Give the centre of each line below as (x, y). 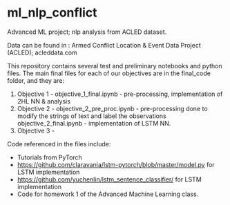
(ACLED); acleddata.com (42, 52)
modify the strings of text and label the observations (92, 116)
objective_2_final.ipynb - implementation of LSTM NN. (94, 123)
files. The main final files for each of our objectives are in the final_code (109, 73)
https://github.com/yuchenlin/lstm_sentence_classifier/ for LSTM (109, 179)
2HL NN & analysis (44, 101)
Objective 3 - (36, 130)
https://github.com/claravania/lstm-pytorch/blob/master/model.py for (116, 164)
